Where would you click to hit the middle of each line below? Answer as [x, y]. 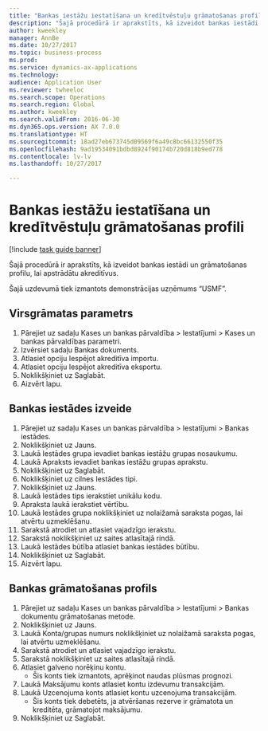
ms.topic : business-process [56, 53]
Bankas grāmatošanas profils [83, 589]
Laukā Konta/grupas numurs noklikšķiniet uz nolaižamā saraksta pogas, [138, 633]
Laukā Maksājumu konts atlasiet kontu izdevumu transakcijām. [123, 684]
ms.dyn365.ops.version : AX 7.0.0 [64, 127]
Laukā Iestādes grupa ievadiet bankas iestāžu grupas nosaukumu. [129, 453]
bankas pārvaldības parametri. [71, 341]
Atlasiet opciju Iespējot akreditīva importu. [89, 358]
